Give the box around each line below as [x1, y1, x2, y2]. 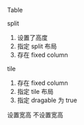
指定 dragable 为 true [17, 96, 78, 104]
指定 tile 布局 [17, 88, 54, 95]
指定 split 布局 [17, 42, 57, 50]
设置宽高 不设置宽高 [7, 110, 63, 119]
